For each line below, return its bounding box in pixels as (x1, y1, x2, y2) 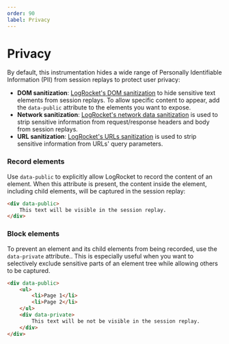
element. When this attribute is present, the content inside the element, (7, 179, 207, 188)
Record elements (7, 157, 65, 166)
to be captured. (7, 266, 51, 274)
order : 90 (7, 10, 36, 17)
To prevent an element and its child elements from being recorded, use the (7, 244, 217, 253)
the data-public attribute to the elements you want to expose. (16, 103, 191, 111)
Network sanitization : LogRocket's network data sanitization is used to (16, 111, 219, 119)
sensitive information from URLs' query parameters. (16, 140, 163, 148)
